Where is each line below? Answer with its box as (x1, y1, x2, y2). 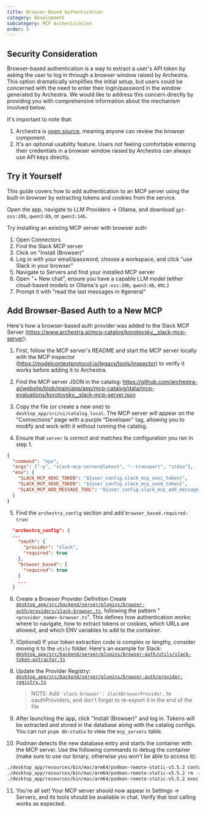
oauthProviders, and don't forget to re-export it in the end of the (31, 696, 193, 704)
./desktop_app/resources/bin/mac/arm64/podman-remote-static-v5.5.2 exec (7, 776, 199, 782)
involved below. (7, 104, 46, 111)
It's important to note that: (7, 116, 73, 123)
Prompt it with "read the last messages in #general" (15, 288, 146, 295)
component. (15, 134, 46, 141)
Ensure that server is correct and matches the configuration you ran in (15, 434, 193, 441)
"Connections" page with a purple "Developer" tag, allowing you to (15, 416, 185, 423)
